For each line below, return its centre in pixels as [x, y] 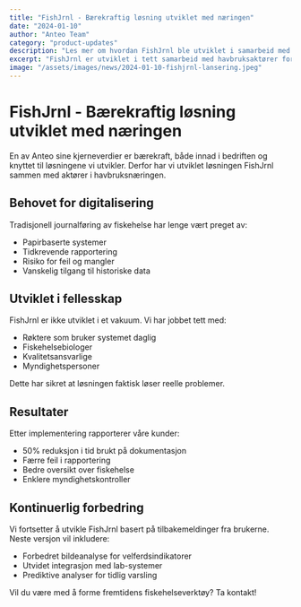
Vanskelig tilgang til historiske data [86, 271]
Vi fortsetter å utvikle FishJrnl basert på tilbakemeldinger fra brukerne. [139, 529]
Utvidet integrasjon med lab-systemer [92, 566]
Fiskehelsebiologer [57, 347]
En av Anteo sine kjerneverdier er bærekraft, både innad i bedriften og [138, 156]
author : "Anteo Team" [50, 34]
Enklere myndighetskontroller [77, 480]
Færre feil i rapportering [66, 460]
